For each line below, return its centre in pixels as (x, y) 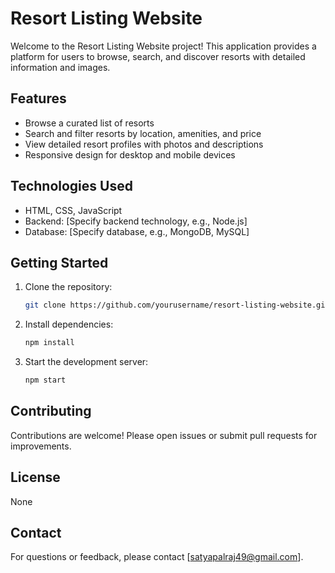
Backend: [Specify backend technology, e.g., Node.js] (136, 221)
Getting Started (59, 262)
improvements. (41, 446)
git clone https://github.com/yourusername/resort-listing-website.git (177, 305)
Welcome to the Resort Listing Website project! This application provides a (163, 46)
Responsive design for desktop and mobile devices (130, 154)
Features (38, 98)
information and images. (60, 67)
